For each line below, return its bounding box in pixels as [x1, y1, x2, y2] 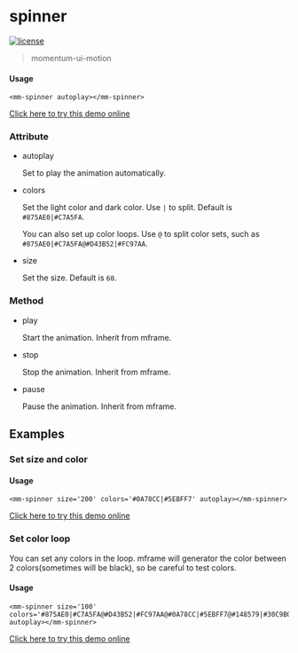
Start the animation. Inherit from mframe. [21, 332, 172, 342]
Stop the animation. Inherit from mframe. [21, 366, 171, 377]
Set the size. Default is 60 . [21, 272, 117, 283]
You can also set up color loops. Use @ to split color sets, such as [21, 229, 260, 240]
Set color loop [9, 532, 71, 545]
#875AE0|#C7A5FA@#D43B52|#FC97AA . [21, 238, 148, 249]
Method [9, 295, 44, 307]
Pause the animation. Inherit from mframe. [21, 401, 177, 412]
